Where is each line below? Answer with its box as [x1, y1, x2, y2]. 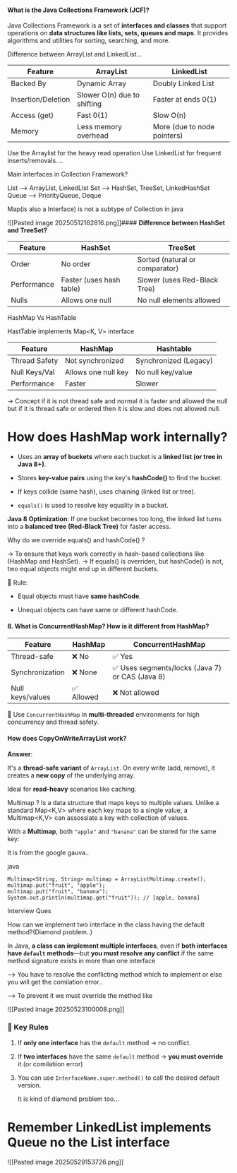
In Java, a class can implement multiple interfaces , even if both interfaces [7, 941, 228, 950]
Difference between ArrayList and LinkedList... [7, 50, 142, 59]
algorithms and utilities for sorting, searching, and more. [7, 36, 171, 45]
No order [61, 259, 91, 269]
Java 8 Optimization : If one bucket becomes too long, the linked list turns [7, 515, 222, 523]
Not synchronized [64, 356, 124, 366]
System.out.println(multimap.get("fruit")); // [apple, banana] [7, 894, 200, 901]
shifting [76, 99, 102, 109]
